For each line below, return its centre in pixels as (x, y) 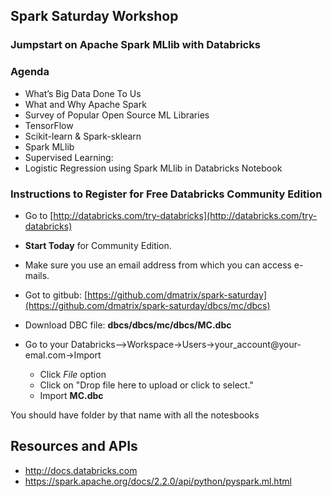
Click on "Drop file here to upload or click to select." (146, 385)
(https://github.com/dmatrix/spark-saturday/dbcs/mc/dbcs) (147, 305)
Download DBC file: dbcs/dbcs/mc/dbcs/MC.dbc (128, 325)
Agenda (30, 72)
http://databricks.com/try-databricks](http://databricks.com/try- (185, 215)
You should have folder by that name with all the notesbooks (135, 415)
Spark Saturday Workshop (94, 16)
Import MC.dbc (71, 395)
